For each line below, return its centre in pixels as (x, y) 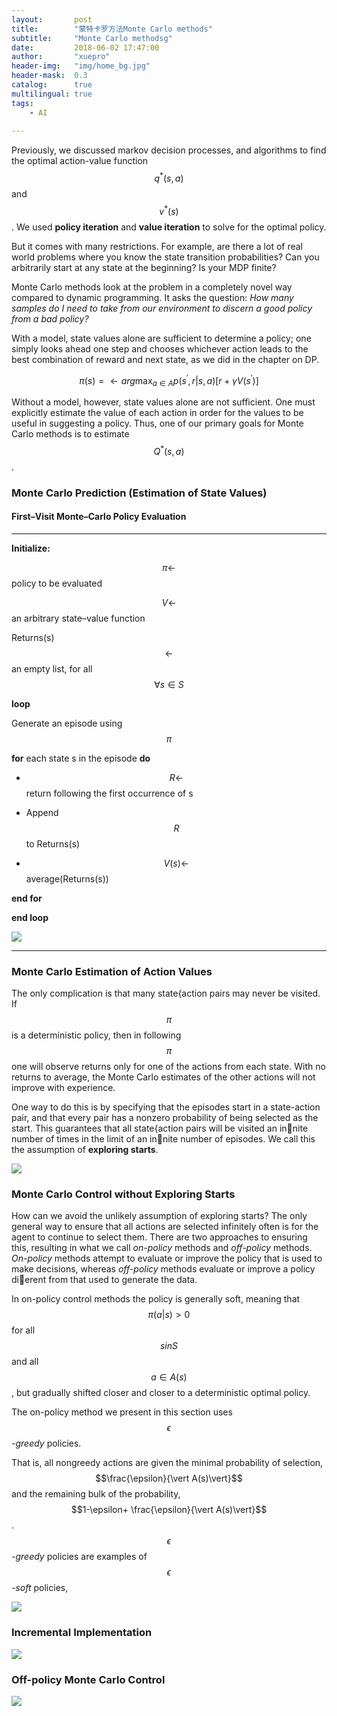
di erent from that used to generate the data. (104, 1280)
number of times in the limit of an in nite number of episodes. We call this (163, 1139)
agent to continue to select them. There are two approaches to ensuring (159, 1237)
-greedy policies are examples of (79, 1557)
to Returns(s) (53, 843)
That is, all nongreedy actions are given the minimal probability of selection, (167, 1463)
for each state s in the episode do (81, 758)
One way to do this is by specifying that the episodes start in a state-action (166, 1107)
